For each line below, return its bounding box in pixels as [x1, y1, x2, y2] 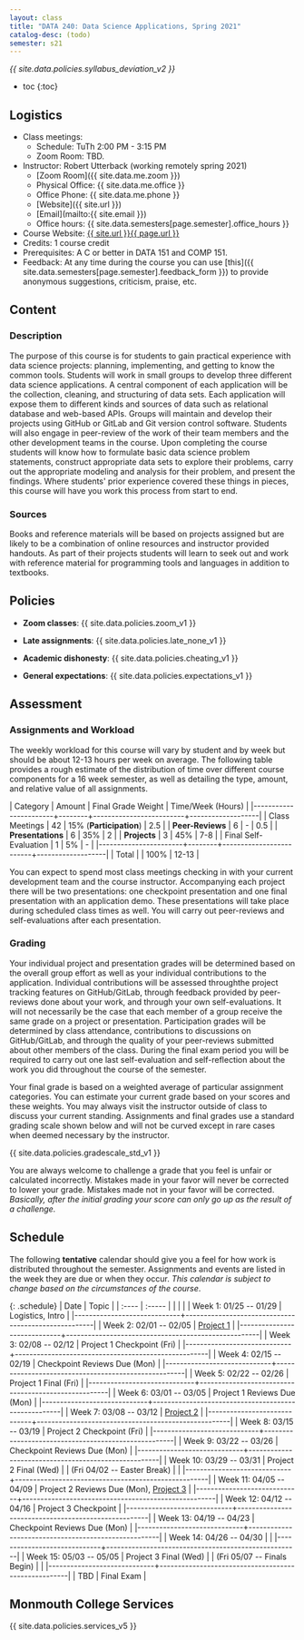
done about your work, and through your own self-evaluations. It [40, 996, 282, 1007]
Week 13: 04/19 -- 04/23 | [157, 1512, 255, 1523]
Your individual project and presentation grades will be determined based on [9, 957, 296, 968]
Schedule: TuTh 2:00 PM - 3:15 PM [35, 142, 167, 152]
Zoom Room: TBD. [35, 151, 104, 162]
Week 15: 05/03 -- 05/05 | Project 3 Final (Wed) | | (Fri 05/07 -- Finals [26, 1551, 288, 1562]
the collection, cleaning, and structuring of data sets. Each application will [9, 388, 286, 399]
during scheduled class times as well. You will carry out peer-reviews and [9, 905, 285, 916]
